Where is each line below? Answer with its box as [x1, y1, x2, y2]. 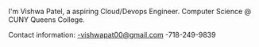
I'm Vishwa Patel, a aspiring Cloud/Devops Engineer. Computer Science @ [8, 7, 252, 16]
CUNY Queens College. [8, 15, 85, 24]
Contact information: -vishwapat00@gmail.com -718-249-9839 [8, 31, 216, 39]
